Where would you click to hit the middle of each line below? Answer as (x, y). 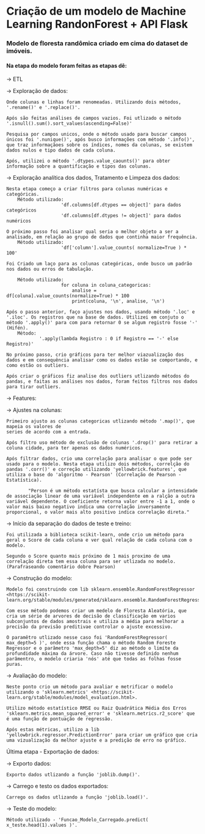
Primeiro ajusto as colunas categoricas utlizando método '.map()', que (101, 421)
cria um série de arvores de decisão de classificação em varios (91, 616)
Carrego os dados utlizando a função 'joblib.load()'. (77, 797)
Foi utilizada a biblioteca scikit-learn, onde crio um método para (95, 535)
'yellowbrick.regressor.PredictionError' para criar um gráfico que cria (102, 735)
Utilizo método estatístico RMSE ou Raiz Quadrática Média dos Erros (97, 708)
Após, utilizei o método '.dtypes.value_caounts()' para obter (88, 161)
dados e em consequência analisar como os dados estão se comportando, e (102, 360)
